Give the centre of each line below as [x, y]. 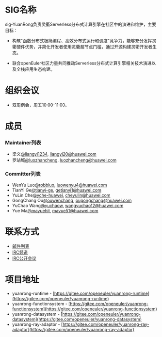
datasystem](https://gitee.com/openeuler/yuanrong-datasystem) [77, 319]
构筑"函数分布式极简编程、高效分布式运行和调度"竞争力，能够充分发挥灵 [84, 40]
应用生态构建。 [40, 69]
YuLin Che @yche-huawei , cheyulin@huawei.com [61, 195]
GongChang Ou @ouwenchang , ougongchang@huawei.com [72, 200]
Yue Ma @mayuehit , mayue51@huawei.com [55, 210]
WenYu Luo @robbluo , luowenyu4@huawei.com [60, 185]
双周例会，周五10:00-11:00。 [40, 105]
